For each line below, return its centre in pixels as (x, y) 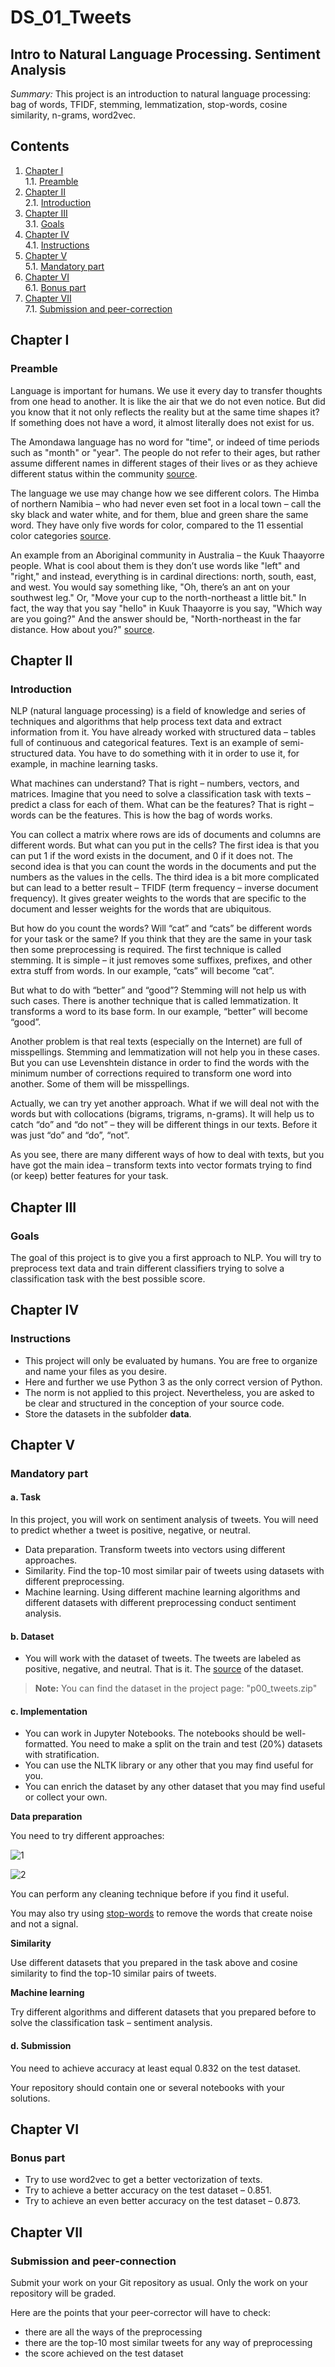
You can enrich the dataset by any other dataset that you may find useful (175, 1787)
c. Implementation (49, 1711)
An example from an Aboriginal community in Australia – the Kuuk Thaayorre (167, 555)
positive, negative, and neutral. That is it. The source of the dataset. (164, 1669)
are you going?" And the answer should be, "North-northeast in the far (156, 618)
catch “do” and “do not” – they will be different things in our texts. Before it (164, 1125)
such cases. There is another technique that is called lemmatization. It (154, 1001)
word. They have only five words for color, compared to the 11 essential (157, 525)
